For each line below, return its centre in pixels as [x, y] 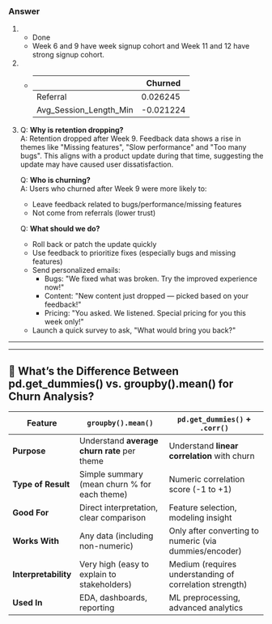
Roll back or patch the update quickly [94, 244]
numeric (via [193, 541]
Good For [31, 513]
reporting [97, 608]
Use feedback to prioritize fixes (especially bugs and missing [134, 253]
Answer [24, 11]
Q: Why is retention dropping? [72, 130]
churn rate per [108, 451]
